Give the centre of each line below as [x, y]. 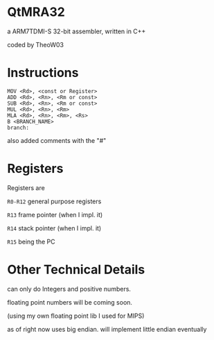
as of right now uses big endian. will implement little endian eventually [107, 329]
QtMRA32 [36, 12]
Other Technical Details [76, 270]
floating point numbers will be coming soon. [70, 302]
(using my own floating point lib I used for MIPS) [76, 316]
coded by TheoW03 [36, 44]
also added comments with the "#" [57, 140]
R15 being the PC [31, 241]
